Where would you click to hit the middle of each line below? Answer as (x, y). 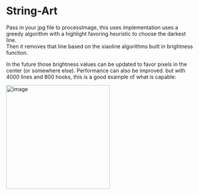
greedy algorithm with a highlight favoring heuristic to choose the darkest (96, 33)
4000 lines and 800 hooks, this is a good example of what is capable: (91, 77)
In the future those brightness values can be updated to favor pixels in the (97, 64)
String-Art (32, 11)
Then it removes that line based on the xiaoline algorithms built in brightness (99, 46)
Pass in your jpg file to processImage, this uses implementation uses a (92, 27)
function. (17, 52)
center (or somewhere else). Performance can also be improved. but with (96, 70)
